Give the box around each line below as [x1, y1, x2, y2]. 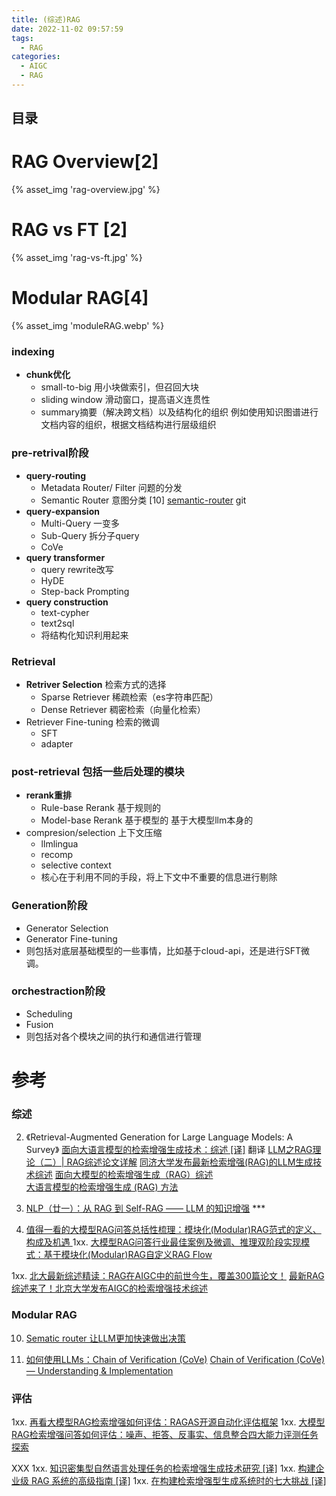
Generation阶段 [11, 899, 88, 913]
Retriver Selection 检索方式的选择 [25, 678, 167, 690]
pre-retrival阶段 [11, 446, 89, 460]
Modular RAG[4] [11, 287, 149, 310]
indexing [11, 345, 55, 358]
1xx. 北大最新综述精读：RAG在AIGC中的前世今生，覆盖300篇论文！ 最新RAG [11, 1270, 325, 1282]
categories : [11, 52, 61, 62]
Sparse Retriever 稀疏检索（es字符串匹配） [40, 691, 219, 703]
